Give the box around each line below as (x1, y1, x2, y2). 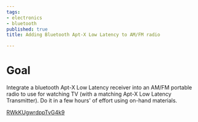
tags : (6, 9, 20, 15)
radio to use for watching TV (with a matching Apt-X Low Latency (6, 90, 172, 98)
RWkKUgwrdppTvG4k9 (6, 109, 65, 116)
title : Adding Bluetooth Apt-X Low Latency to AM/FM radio (6, 32, 161, 38)
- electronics (6, 15, 43, 21)
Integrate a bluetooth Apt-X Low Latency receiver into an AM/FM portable (6, 84, 192, 91)
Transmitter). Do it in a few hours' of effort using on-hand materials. (6, 97, 178, 104)
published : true (6, 26, 48, 32)
